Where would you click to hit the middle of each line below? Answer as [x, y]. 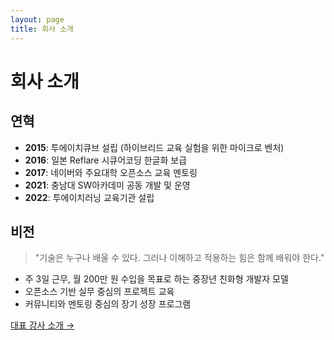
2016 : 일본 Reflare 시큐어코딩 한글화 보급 [106, 160]
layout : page [37, 19]
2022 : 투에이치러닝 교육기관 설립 [89, 197]
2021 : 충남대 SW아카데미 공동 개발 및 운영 [107, 185]
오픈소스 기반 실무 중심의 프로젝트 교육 [99, 292]
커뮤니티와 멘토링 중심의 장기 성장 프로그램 [108, 304]
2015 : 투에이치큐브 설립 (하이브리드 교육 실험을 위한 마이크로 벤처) [154, 147]
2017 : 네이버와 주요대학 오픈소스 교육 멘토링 [111, 172]
